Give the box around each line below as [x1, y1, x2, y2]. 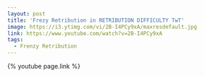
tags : [7, 36, 23, 43]
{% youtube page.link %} [7, 62, 81, 70]
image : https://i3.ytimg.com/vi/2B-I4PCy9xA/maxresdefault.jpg [7, 23, 198, 30]
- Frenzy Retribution [13, 43, 78, 50]
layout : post [7, 10, 46, 17]
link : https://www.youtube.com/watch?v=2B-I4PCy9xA [7, 29, 162, 37]
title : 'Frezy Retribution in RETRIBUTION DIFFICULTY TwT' [7, 17, 185, 24]
